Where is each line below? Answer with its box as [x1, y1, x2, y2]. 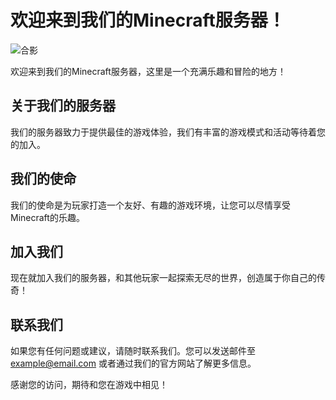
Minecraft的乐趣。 [10, 211, 85, 223]
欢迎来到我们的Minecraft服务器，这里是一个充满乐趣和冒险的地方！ [10, 65, 287, 77]
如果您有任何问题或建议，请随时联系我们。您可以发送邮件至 [10, 345, 256, 357]
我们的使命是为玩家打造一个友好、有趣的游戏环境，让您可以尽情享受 [10, 199, 291, 211]
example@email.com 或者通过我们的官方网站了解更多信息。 [10, 357, 257, 370]
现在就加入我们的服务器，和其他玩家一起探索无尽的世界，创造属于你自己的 [10, 272, 317, 284]
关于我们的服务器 [10, 97, 116, 115]
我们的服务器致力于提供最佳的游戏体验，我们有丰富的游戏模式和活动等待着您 [10, 126, 326, 138]
